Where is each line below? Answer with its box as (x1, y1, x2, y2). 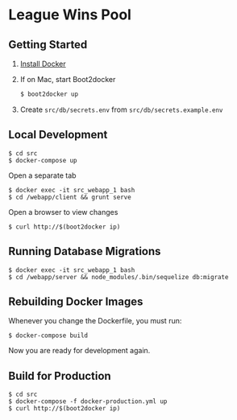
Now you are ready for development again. (8, 346, 151, 356)
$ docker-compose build (8, 331, 89, 340)
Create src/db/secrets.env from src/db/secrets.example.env (19, 105, 223, 114)
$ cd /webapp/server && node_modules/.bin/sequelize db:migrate (8, 273, 229, 281)
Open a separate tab (8, 171, 77, 180)
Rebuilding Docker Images (8, 294, 143, 308)
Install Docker (19, 59, 66, 68)
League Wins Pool (8, 6, 131, 24)
